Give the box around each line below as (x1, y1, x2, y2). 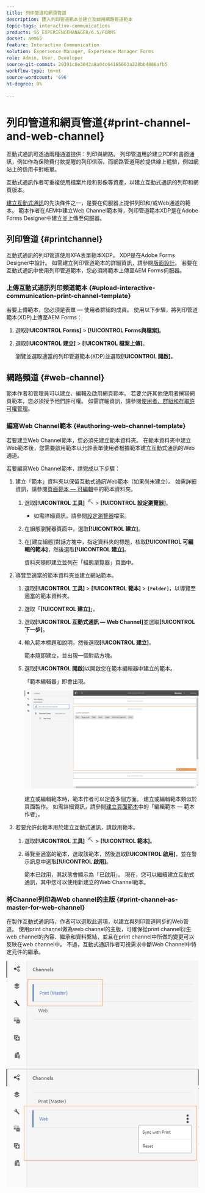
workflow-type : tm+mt (6, 68, 62, 74)
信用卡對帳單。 (22, 165, 60, 173)
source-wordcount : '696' (6, 74, 70, 81)
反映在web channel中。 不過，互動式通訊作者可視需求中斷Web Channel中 (6, 941, 192, 948)
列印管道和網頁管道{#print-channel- (6, 116, 191, 130)
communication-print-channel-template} (6, 291, 131, 300)
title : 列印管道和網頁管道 (6, 10, 67, 16)
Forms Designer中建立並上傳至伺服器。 (6, 214, 106, 222)
